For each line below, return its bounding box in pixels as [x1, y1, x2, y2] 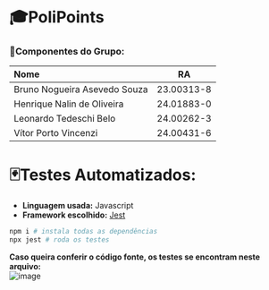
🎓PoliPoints [9, 7, 105, 28]
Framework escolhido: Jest [21, 209, 126, 220]
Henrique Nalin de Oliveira [13, 98, 124, 110]
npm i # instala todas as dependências [9, 227, 158, 236]
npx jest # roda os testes [9, 235, 110, 244]
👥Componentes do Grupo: [9, 46, 125, 58]
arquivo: [9, 261, 42, 272]
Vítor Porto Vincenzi [13, 127, 98, 140]
